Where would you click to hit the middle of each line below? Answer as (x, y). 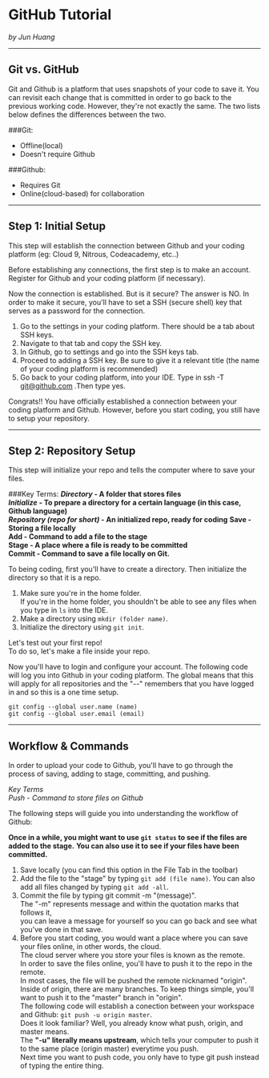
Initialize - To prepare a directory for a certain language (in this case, (125, 503)
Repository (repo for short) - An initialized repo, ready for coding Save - (130, 520)
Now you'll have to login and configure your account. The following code (128, 667)
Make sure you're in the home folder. (80, 593)
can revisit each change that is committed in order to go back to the (120, 97)
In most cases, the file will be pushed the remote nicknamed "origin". (133, 981)
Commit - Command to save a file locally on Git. (89, 553)
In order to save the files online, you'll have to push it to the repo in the (136, 963)
